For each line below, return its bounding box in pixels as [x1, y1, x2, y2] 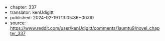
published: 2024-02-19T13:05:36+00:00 [10, 15, 94, 20]
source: [10, 20, 26, 26]
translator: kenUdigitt [10, 9, 54, 15]
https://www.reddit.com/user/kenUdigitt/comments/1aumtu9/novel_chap [10, 25, 160, 31]
